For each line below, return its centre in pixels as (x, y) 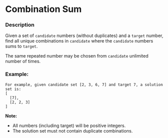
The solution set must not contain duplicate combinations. (73, 130)
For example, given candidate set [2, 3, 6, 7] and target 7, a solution (84, 84)
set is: (13, 89)
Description (20, 25)
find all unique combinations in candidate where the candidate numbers (79, 41)
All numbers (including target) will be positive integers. (69, 125)
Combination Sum (44, 9)
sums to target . (22, 46)
